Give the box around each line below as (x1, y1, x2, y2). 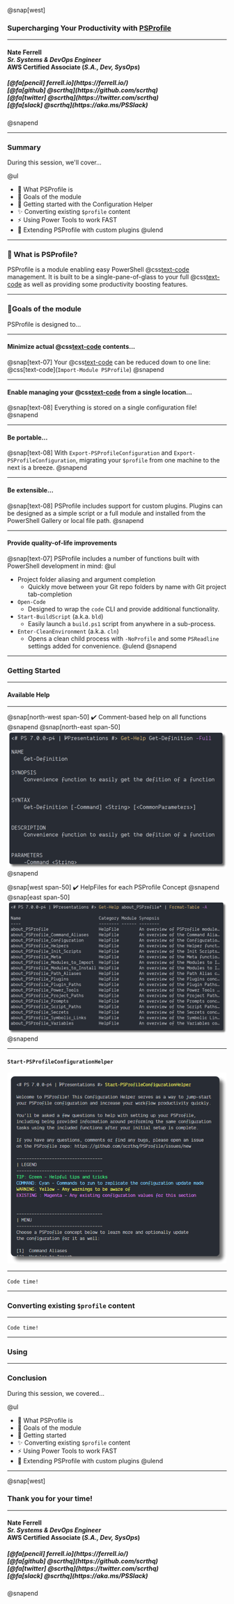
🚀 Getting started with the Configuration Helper (17, 200, 153, 208)
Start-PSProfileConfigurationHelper (7, 1058, 114, 1065)
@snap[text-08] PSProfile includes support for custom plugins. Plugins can (7, 501, 223, 510)
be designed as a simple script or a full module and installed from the (7, 508, 206, 517)
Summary (7, 142, 42, 152)
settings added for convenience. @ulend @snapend (27, 641, 178, 650)
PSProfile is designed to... (7, 320, 81, 328)
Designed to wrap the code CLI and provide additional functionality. (27, 605, 220, 613)
